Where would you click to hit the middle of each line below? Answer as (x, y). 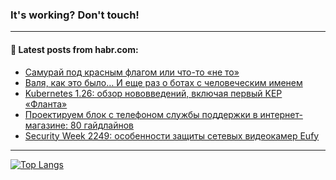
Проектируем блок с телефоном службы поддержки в (141, 114)
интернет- (281, 114)
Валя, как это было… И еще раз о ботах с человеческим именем (163, 82)
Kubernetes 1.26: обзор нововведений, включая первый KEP (153, 93)
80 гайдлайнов (101, 125)
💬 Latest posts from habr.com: (74, 49)
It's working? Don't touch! (75, 15)
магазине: (46, 125)
